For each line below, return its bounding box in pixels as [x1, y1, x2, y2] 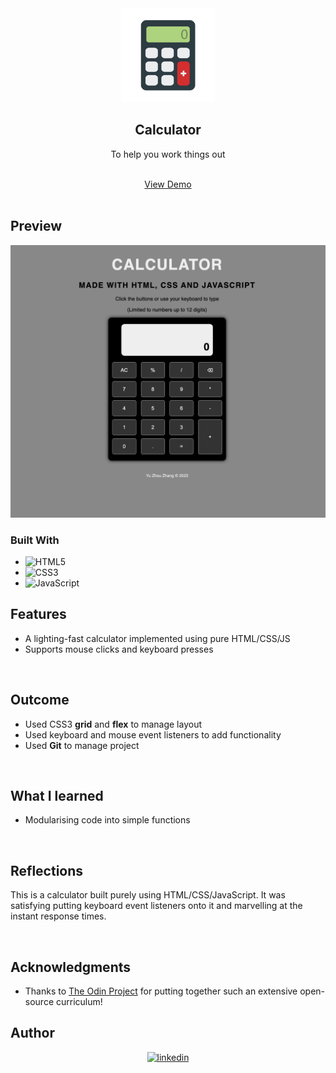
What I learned [10, 788, 104, 805]
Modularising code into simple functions [24, 814, 191, 826]
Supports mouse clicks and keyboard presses [24, 643, 214, 655]
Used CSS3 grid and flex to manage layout [24, 718, 202, 730]
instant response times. [10, 910, 107, 922]
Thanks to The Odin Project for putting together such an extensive [24, 985, 298, 997]
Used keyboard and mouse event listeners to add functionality [24, 728, 282, 741]
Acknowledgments [10, 958, 132, 976]
